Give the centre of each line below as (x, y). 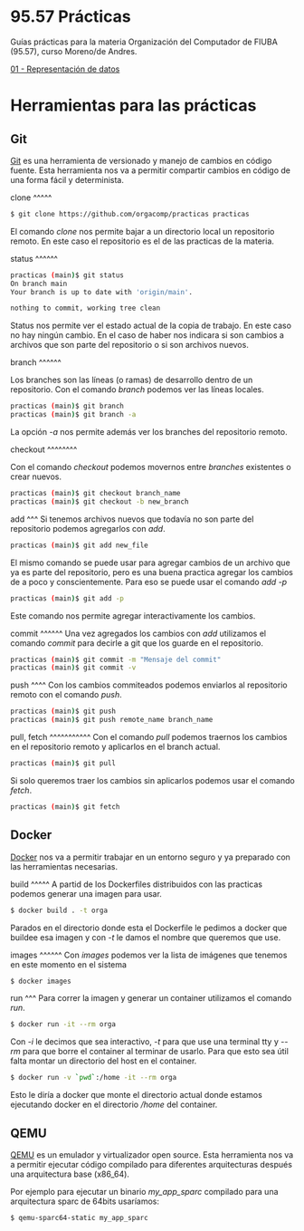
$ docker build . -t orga (59, 910)
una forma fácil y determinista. (67, 179)
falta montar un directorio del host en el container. (104, 1061)
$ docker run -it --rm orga (63, 1024)
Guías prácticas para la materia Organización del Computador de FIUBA (144, 42)
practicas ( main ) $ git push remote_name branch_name (112, 720)
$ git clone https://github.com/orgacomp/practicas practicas (130, 214)
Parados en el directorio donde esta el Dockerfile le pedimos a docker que (149, 928)
